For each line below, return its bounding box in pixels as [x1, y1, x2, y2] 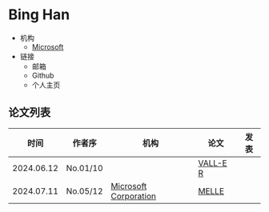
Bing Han [8, 6, 70, 24]
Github [31, 70, 54, 80]
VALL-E [198, 158, 227, 169]
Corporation [110, 190, 156, 202]
